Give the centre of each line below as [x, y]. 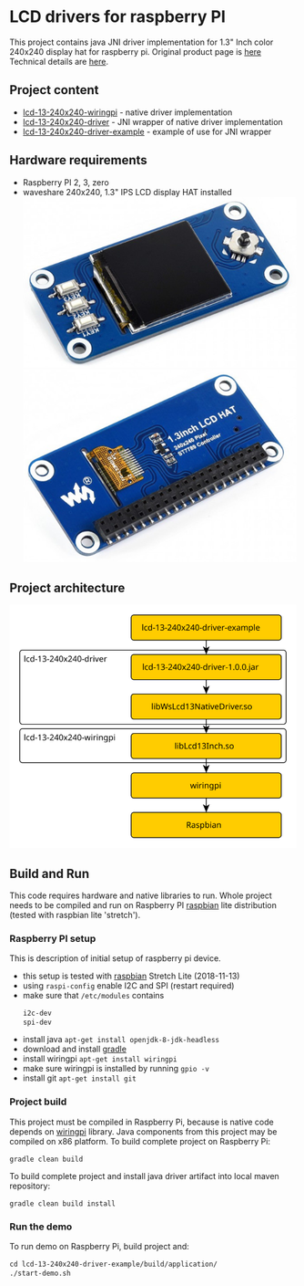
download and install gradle [75, 1049]
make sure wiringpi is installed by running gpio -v [116, 1069]
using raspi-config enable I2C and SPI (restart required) [128, 986]
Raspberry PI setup [53, 939]
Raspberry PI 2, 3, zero [66, 182]
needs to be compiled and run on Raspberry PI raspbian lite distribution [143, 905]
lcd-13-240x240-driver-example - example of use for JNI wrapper [147, 131]
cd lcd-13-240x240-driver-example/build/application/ [114, 1265]
